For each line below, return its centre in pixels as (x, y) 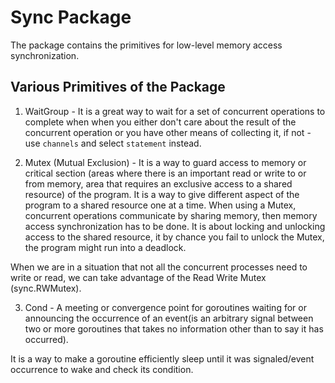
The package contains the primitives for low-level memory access (146, 45)
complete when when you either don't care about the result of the (160, 122)
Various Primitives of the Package (118, 87)
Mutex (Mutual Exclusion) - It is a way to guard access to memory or (165, 162)
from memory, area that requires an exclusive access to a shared (158, 183)
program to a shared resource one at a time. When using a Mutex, (160, 205)
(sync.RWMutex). (46, 288)
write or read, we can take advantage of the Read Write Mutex (138, 277)
